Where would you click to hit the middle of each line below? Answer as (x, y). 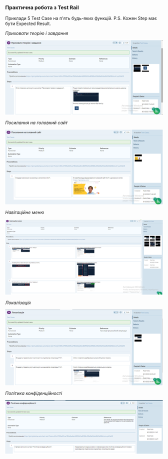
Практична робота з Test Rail (42, 7)
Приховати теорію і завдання (37, 33)
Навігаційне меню (25, 212)
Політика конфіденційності (34, 393)
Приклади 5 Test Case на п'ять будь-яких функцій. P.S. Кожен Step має (81, 18)
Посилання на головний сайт (36, 122)
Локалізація (18, 302)
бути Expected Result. (28, 23)
